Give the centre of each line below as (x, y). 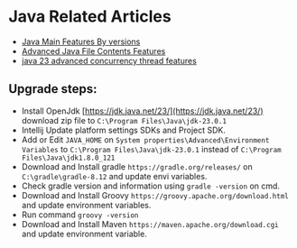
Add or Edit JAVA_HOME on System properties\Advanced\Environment (145, 139)
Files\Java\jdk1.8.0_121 (68, 158)
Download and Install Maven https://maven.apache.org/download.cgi (150, 224)
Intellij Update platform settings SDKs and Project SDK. (124, 130)
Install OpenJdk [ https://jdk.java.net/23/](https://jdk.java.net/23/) (142, 111)
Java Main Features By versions (81, 41)
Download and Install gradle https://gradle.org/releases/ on (137, 166)
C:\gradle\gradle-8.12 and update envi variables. (114, 176)
